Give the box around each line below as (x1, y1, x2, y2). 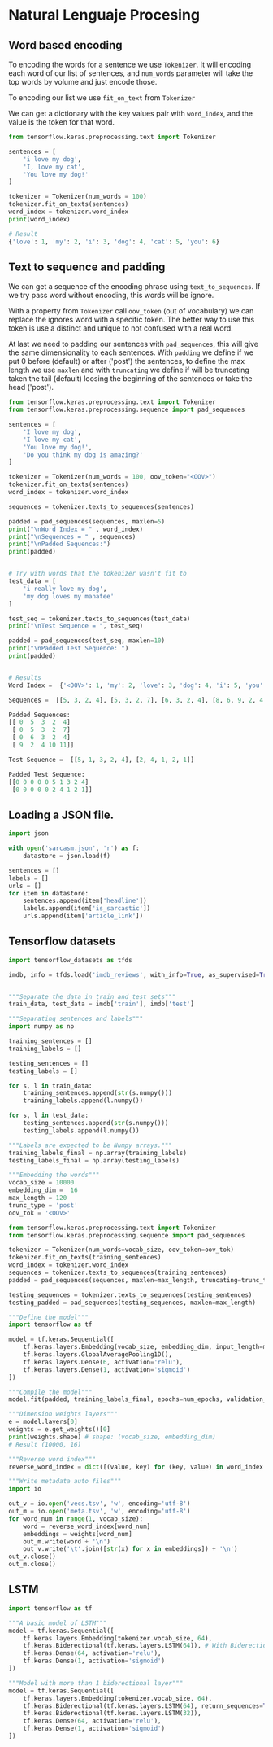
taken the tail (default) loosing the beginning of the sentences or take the (8, 374, 253, 383)
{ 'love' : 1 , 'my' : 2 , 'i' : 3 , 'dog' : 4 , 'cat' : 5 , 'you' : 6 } (8, 238, 220, 246)
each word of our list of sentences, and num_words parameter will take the (8, 68, 253, 78)
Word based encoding (8, 38, 123, 52)
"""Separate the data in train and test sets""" (8, 992, 176, 1000)
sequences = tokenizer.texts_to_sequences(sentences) (8, 502, 195, 510)
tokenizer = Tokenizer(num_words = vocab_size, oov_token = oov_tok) (8, 1246, 234, 1254)
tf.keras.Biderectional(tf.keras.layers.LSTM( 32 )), (23, 1710, 201, 1718)
